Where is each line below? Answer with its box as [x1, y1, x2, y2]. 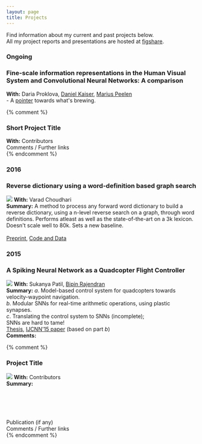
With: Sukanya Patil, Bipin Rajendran [13, 280, 105, 288]
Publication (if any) [6, 419, 53, 426]
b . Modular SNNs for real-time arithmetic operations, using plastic [6, 300, 171, 307]
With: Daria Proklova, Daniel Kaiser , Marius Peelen [6, 90, 132, 98]
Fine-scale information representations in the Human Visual [6, 69, 186, 78]
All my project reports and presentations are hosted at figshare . [6, 38, 165, 45]
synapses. [6, 306, 32, 314]
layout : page [6, 8, 39, 15]
